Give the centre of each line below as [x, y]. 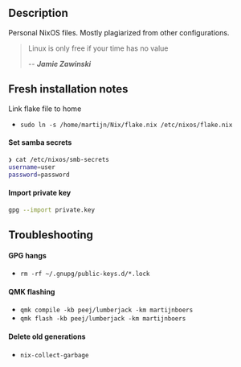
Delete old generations [47, 336]
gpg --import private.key [51, 210]
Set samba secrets [40, 142]
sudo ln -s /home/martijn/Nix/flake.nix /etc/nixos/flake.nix [126, 125]
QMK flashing [32, 291]
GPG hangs [27, 255]
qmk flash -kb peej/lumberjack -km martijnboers [103, 319]
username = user [32, 167]
